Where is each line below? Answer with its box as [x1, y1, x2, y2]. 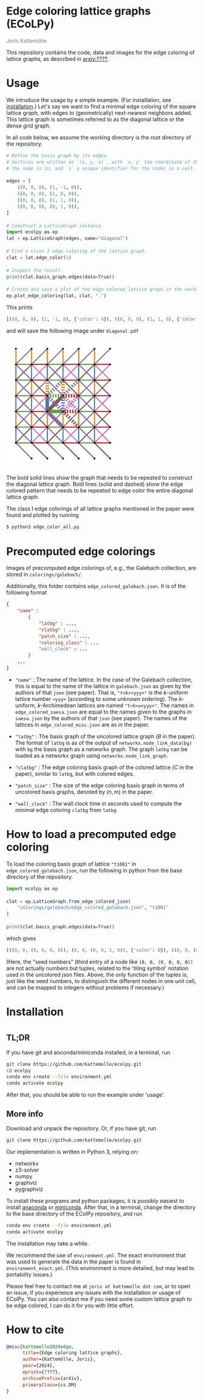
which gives [6, 935, 36, 942]
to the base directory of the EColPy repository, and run [6, 1210, 143, 1217]
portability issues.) [6, 1271, 53, 1278]
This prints [6, 304, 33, 311]
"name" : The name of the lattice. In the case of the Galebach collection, [14, 676, 193, 683]
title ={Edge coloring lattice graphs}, [22, 1350, 123, 1356]
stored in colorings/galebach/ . [6, 571, 83, 578]
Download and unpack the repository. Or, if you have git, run [6, 1124, 156, 1132]
